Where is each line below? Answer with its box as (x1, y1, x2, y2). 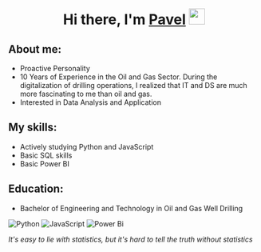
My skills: (8, 121, 57, 134)
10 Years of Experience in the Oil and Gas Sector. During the (19, 72, 218, 82)
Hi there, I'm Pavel (62, 10, 186, 29)
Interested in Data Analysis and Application (19, 98, 162, 107)
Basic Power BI (19, 158, 70, 168)
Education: (8, 182, 64, 196)
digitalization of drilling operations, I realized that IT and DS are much (19, 81, 247, 90)
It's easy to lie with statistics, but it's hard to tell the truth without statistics (8, 234, 253, 244)
